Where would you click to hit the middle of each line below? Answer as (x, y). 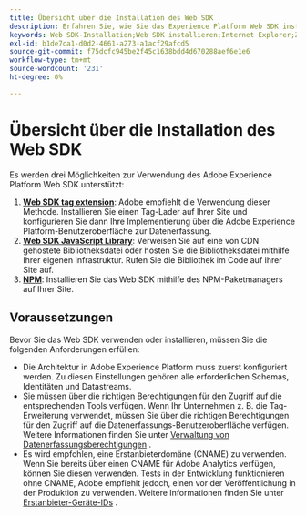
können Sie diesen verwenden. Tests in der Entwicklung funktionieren (153, 473)
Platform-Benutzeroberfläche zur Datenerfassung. (117, 231)
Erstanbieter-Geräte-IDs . (70, 502)
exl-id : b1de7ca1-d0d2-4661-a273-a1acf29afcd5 (99, 43)
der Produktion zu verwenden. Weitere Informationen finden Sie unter (153, 492)
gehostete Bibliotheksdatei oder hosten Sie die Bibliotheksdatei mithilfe (156, 250)
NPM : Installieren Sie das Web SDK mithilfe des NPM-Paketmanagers (153, 279)
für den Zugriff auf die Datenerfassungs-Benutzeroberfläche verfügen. (156, 425)
